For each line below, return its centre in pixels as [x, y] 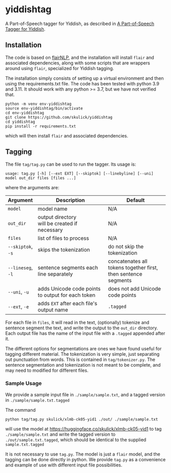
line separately [55, 274]
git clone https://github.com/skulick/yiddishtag [59, 117]
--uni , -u [18, 291]
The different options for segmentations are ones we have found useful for [83, 348]
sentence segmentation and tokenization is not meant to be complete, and [83, 365]
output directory [57, 217]
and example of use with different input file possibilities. [64, 465]
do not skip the [126, 246]
